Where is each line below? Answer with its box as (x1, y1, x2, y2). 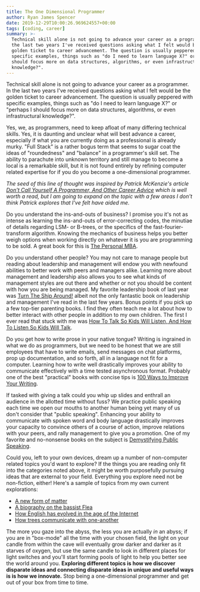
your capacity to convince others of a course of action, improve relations (6, 423, 185, 431)
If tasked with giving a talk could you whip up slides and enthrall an (6, 392, 171, 399)
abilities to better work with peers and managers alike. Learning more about (6, 267, 192, 274)
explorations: (6, 486, 39, 493)
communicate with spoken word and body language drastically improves (6, 417, 185, 425)
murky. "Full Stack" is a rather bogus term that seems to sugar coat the (6, 143, 180, 150)
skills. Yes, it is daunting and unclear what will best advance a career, (6, 130, 176, 138)
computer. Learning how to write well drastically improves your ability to (6, 361, 183, 368)
